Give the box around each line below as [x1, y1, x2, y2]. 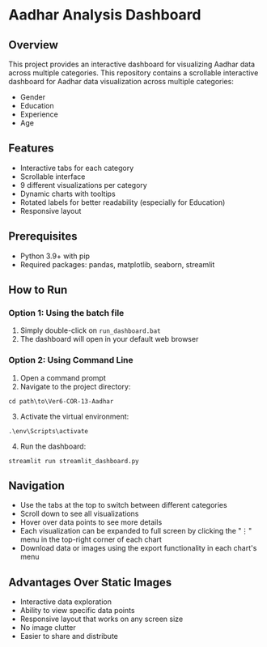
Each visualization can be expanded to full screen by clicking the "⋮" [19, 526, 252, 536]
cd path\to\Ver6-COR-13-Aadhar [8, 397, 114, 406]
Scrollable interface [19, 172, 86, 181]
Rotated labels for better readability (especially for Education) [19, 197, 226, 207]
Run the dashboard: [19, 441, 87, 451]
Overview [8, 38, 59, 52]
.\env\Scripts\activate [8, 427, 89, 435]
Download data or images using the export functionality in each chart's [19, 543, 257, 553]
